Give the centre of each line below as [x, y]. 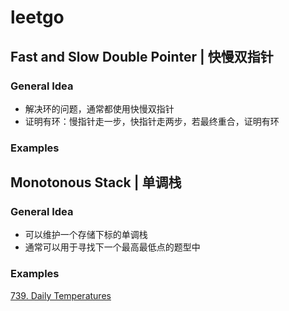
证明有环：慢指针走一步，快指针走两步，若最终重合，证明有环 [152, 121]
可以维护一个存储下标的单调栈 [86, 235]
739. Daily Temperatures [61, 295]
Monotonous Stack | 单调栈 [96, 182]
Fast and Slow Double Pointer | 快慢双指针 [142, 56]
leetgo [37, 17]
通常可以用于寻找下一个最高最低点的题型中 [112, 247]
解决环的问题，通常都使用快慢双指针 [99, 108]
